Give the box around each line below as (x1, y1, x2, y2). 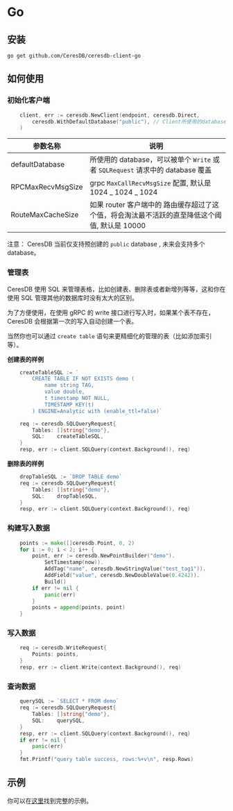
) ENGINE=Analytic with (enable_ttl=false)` (32, 408, 163, 415)
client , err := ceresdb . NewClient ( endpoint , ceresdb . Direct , (19, 112, 200, 119)
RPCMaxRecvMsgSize (10, 182, 83, 192)
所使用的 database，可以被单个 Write (89, 155, 212, 165)
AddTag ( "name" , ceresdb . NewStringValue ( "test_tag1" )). (44, 565, 207, 573)
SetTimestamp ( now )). (44, 559, 104, 566)
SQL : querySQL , (32, 717, 85, 724)
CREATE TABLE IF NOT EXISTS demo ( (32, 376, 135, 383)
